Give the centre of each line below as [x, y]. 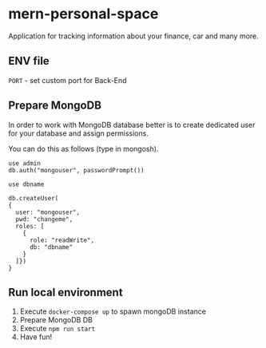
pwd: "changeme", [44, 219]
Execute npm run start [58, 329]
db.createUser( [34, 198]
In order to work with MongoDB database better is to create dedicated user [132, 125]
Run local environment [66, 292]
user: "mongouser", [48, 212]
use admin [25, 163]
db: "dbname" [51, 247]
